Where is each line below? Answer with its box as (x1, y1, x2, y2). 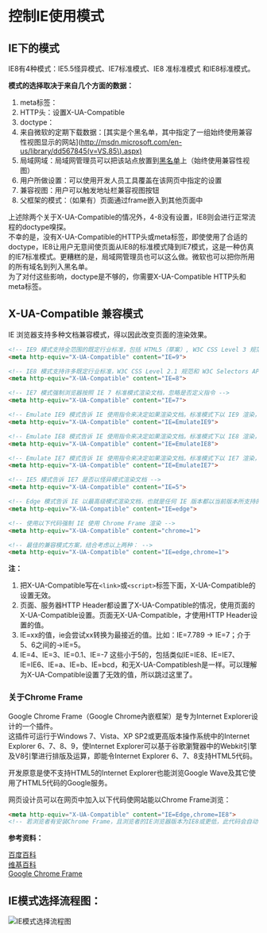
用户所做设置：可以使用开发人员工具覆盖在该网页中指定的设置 (19, 175, 222, 185)
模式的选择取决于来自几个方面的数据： (8, 81, 133, 90)
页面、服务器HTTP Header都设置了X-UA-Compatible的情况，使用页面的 (19, 600, 256, 610)
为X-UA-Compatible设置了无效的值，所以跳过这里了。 (19, 670, 197, 680)
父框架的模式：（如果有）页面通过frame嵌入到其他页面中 (19, 195, 203, 205)
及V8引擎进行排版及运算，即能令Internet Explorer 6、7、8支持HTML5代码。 (8, 751, 257, 761)
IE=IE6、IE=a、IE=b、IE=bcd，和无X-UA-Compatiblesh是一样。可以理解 (19, 660, 257, 669)
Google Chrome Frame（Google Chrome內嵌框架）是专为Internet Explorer (8, 711, 252, 721)
